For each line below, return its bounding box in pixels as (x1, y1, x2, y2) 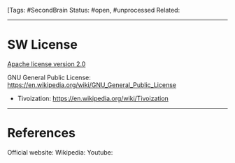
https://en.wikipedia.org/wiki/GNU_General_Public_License (7, 80, 177, 89)
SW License (7, 37, 78, 53)
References (7, 125, 76, 141)
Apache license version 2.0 (7, 59, 86, 68)
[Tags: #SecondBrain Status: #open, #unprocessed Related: (7, 6, 180, 14)
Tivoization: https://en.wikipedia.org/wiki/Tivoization (17, 94, 169, 102)
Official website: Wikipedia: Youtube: (7, 148, 113, 156)
